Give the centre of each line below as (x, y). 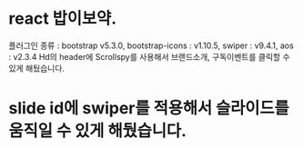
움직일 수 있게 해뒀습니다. (98, 131)
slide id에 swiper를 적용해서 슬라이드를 (149, 109)
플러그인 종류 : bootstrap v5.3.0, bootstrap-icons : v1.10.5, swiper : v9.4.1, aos (151, 45)
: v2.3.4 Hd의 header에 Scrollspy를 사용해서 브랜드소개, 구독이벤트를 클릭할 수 (149, 56)
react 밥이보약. (63, 19)
